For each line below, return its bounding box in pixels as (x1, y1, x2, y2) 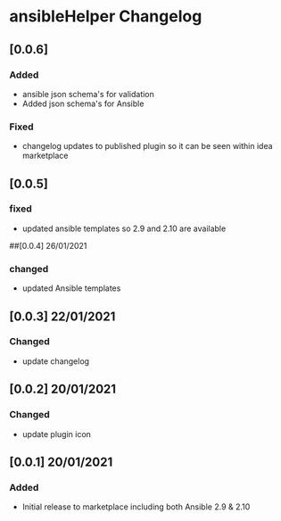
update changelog (21, 355, 90, 367)
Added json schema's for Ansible (21, 98, 145, 109)
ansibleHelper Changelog (9, 6, 202, 27)
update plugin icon (21, 428, 92, 439)
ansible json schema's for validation (21, 88, 154, 99)
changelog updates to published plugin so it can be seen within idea (21, 141, 274, 152)
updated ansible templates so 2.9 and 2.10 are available (21, 223, 227, 234)
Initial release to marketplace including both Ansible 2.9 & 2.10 (21, 501, 251, 512)
